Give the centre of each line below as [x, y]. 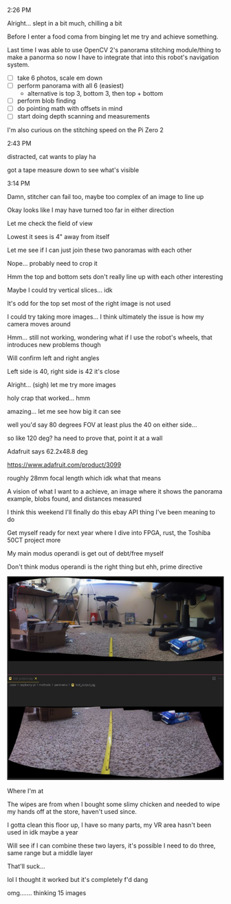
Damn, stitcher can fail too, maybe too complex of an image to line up [106, 197]
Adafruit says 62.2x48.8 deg [47, 452]
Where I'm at [25, 790]
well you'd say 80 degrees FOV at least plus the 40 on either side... [102, 425]
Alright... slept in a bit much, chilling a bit [65, 23]
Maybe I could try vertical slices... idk [60, 290]
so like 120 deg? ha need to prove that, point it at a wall [85, 438]
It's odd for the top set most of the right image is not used [89, 304]
